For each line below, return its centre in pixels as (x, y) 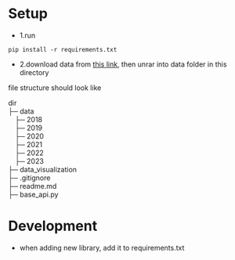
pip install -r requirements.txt (63, 49)
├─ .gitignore (29, 178)
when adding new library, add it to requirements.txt (102, 247)
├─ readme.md (33, 186)
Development (53, 226)
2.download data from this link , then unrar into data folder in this (123, 64)
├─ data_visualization (42, 169)
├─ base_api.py (33, 194)
